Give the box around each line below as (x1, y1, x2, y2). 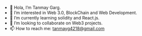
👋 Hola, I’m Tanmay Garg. (9, 5, 61, 10)
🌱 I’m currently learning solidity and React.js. (9, 15, 100, 20)
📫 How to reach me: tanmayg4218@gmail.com (9, 26, 105, 31)
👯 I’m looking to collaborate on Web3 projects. (9, 20, 103, 26)
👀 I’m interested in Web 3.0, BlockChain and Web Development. (9, 10, 138, 16)
